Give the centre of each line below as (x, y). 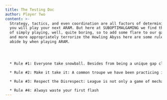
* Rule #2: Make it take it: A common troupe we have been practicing (84, 72)
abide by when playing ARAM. (40, 42)
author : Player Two (25, 14)
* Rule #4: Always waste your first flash (54, 90)
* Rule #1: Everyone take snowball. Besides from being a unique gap (83, 64)
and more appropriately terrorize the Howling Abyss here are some (81, 37)
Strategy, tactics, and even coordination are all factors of (75, 23)
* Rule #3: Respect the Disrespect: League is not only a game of (80, 81)
